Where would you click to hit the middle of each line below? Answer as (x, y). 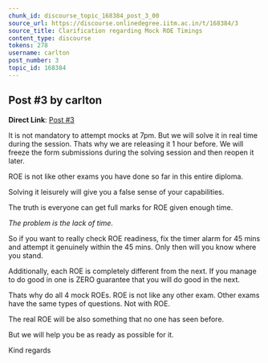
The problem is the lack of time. (61, 223)
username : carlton (39, 53)
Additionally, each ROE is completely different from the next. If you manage (132, 271)
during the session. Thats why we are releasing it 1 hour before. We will (126, 143)
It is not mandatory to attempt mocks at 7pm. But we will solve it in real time (133, 135)
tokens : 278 (28, 46)
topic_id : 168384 (37, 68)
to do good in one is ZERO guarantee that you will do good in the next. (124, 279)
